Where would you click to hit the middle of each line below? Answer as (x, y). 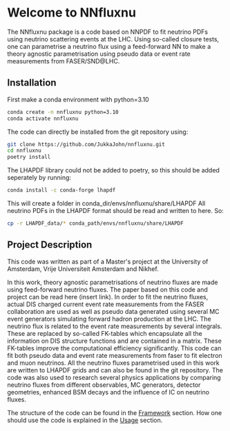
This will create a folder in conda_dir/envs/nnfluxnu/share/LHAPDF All (106, 203)
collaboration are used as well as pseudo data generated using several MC (113, 311)
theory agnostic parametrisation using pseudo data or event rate (99, 54)
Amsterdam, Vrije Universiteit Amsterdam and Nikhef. (83, 269)
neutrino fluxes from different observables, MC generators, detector (104, 385)
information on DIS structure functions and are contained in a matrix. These (115, 341)
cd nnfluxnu (24, 151)
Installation (32, 83)
